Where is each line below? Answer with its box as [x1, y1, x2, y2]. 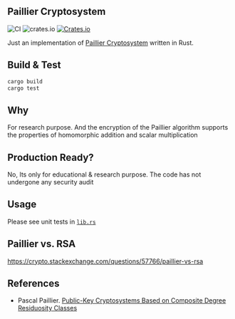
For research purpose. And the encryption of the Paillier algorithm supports [7, 123, 229, 132]
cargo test [7, 85, 40, 92]
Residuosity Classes [17, 304, 78, 313]
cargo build [7, 78, 43, 85]
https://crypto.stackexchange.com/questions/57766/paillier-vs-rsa [7, 256, 204, 266]
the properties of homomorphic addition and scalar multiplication [7, 131, 198, 140]
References [7, 278, 60, 290]
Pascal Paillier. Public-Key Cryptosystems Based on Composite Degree [17, 296, 226, 305]
